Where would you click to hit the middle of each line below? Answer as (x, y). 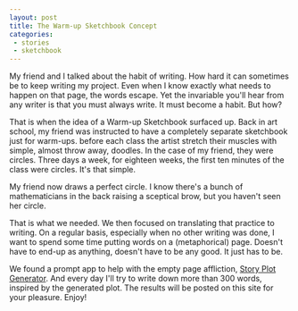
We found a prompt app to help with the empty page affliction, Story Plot (143, 269)
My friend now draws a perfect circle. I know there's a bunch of (126, 187)
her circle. (28, 206)
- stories (31, 42)
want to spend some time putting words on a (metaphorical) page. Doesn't (146, 242)
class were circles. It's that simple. (73, 170)
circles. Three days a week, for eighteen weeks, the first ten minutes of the (147, 160)
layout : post (33, 17)
